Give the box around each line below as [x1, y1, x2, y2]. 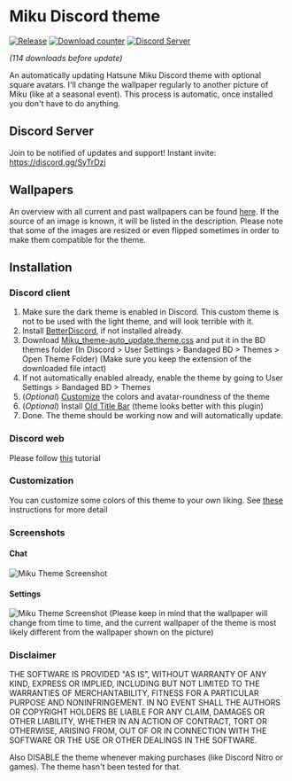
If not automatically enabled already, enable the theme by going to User [21, 372, 283, 383]
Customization [9, 474, 74, 487]
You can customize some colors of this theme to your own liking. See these [9, 495, 283, 505]
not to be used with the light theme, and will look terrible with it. [21, 316, 254, 327]
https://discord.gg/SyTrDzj [9, 157, 106, 168]
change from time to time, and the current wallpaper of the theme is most [9, 618, 277, 629]
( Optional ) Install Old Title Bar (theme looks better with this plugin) [21, 401, 264, 411]
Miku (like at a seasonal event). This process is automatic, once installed [9, 89, 273, 99]
